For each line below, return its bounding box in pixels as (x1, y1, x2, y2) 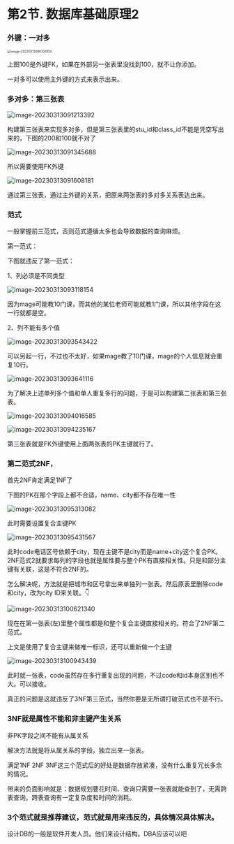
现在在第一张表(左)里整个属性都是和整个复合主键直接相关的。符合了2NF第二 (7, 619, 225, 627)
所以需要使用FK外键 (7, 162, 64, 170)
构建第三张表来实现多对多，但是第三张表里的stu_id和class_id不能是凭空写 (7, 125, 218, 133)
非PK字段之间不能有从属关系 (7, 731, 89, 739)
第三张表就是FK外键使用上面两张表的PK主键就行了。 (7, 439, 158, 448)
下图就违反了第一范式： (7, 256, 75, 265)
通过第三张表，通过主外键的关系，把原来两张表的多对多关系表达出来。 (7, 190, 209, 199)
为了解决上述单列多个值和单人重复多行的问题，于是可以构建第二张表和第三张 (7, 389, 227, 398)
